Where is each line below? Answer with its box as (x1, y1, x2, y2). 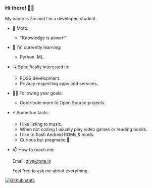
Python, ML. (19, 54, 45, 60)
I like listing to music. (19, 121, 63, 127)
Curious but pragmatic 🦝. (19, 137, 71, 143)
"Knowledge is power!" (19, 35, 67, 41)
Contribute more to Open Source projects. (19, 100, 105, 106)
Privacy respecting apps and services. (19, 81, 98, 87)
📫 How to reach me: (12, 147, 55, 153)
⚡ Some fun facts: (12, 110, 49, 116)
